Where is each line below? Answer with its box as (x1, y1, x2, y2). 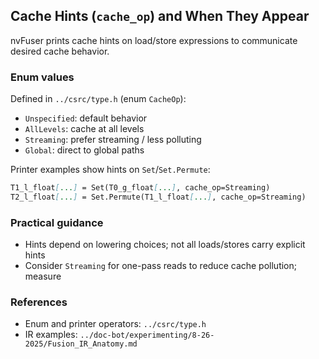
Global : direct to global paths (24, 144, 145, 156)
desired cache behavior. (10, 45, 110, 57)
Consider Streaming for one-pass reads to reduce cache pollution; (24, 260, 298, 272)
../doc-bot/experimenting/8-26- (79, 330, 215, 341)
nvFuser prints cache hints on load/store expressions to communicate (10, 34, 298, 46)
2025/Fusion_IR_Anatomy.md (24, 339, 138, 349)
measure (24, 270, 62, 283)
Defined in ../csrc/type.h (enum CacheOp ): (10, 93, 187, 105)
